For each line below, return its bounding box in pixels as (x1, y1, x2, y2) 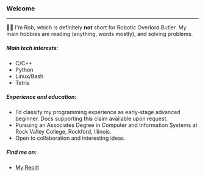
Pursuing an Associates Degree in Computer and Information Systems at (15, 121, 198, 129)
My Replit (15, 164, 40, 172)
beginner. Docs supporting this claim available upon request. (15, 115, 168, 123)
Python (15, 66, 34, 74)
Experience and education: (6, 93, 77, 100)
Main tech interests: (6, 44, 59, 51)
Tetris (15, 79, 30, 87)
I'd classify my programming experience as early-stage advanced (15, 109, 181, 116)
